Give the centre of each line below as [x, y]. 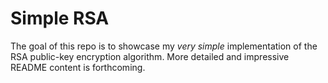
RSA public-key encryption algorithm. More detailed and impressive [150, 56]
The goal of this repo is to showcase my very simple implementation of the [164, 46]
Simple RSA [60, 18]
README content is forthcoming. [78, 67]
